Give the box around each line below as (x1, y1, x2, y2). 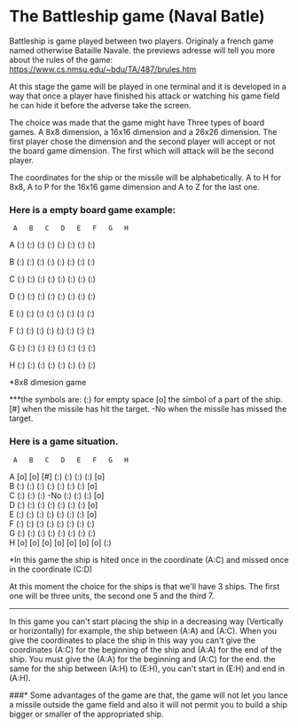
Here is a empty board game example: (9, 203, 176, 216)
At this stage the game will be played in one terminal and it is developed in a (9, 81, 286, 91)
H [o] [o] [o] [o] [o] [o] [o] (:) (9, 537, 113, 548)
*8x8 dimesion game (9, 377, 87, 388)
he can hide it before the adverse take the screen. (9, 99, 192, 110)
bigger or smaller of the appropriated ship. (9, 708, 164, 719)
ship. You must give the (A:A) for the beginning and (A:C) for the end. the (9, 653, 277, 664)
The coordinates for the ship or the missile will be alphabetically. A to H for (9, 171, 282, 183)
